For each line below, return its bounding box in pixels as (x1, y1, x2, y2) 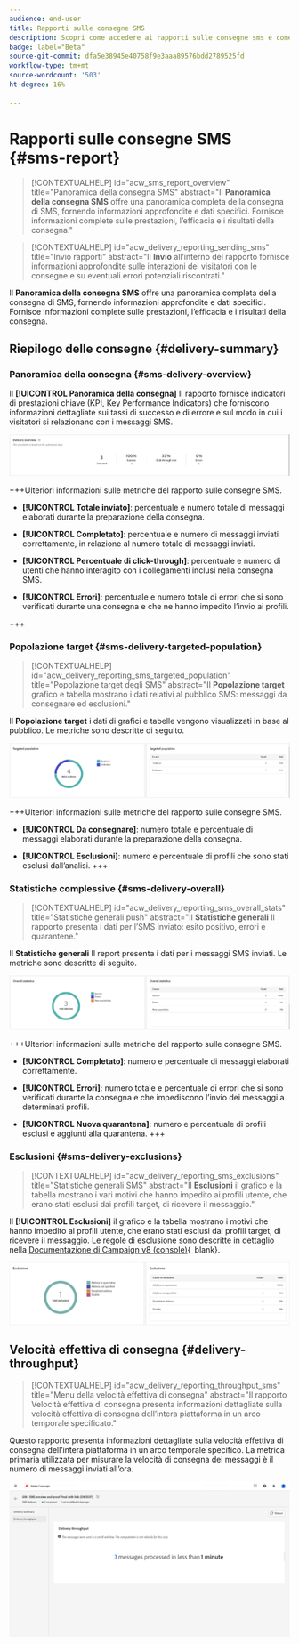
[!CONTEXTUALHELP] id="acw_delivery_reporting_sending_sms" (30, 241, 270, 253)
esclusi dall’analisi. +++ (21, 859, 109, 871)
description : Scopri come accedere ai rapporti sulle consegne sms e (9, 33, 273, 42)
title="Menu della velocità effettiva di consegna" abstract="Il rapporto (30, 1389, 287, 1400)
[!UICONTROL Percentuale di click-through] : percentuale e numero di (21, 556, 281, 567)
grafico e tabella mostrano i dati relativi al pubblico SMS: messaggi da (30, 689, 287, 700)
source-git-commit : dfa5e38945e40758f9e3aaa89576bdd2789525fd (9, 52, 245, 61)
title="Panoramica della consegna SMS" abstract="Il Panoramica (30, 187, 271, 197)
